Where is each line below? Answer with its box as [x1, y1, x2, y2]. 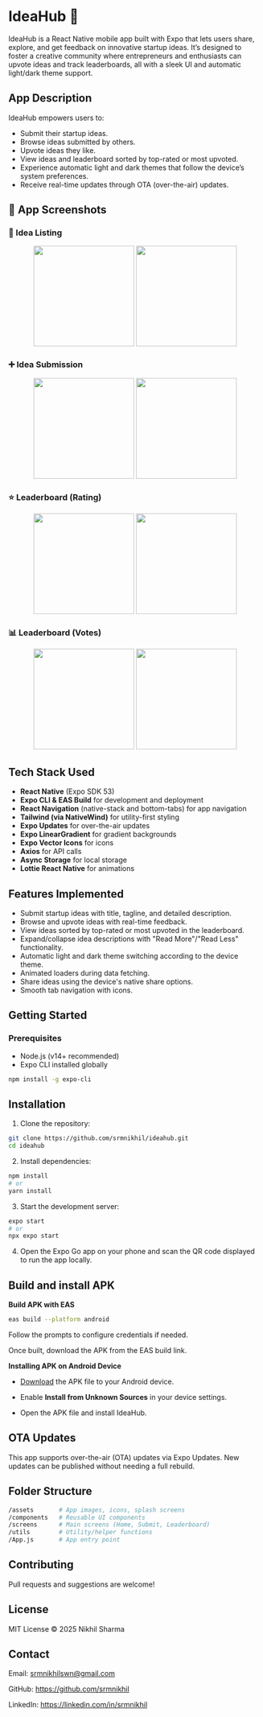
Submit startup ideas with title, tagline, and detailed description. [19, 908, 232, 918]
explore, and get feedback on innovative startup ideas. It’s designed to [8, 42, 242, 52]
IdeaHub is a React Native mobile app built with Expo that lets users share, [8, 34, 255, 43]
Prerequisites [8, 1033, 62, 1044]
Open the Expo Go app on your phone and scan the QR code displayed [19, 1247, 255, 1257]
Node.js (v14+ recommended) [19, 1050, 120, 1061]
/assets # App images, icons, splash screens [8, 1505, 185, 1514]
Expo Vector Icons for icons [19, 838, 114, 848]
